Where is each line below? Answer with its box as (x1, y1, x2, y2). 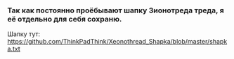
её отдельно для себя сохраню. (7, 14, 122, 24)
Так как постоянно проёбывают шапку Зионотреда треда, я (7, 6, 224, 15)
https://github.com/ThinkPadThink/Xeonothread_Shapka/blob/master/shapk (7, 37, 228, 46)
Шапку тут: (7, 30, 41, 38)
